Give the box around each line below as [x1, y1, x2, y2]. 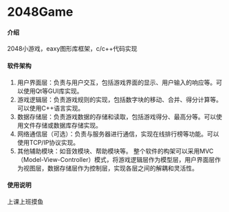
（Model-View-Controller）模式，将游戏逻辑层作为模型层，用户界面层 [17, 155, 215, 163]
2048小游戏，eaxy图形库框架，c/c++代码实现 [7, 45, 138, 53]
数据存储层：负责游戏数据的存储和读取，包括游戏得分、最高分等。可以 [17, 113, 217, 121]
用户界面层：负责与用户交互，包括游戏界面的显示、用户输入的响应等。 [17, 78, 217, 86]
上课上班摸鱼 [7, 197, 43, 206]
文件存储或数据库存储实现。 [23, 121, 102, 129]
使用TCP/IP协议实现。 [17, 138, 80, 146]
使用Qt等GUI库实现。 [23, 86, 83, 95]
